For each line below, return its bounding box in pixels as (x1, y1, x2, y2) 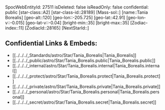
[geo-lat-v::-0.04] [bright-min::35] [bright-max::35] (25, 20, 130, 26)
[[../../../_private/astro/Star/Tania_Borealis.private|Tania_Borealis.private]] (12, 83, 161, 89)
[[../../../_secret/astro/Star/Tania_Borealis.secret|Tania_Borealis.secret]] (12, 99, 157, 105)
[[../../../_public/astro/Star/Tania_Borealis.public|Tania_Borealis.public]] (12, 57, 156, 63)
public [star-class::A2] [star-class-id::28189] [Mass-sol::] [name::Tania (5, 9, 148, 15)
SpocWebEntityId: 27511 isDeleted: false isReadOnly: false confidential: (5, 4, 149, 10)
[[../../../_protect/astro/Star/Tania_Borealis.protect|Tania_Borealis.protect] (12, 73, 161, 79)
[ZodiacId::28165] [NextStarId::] (25, 25, 90, 31)
